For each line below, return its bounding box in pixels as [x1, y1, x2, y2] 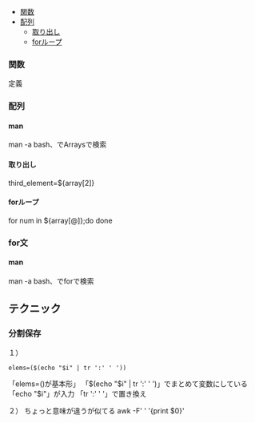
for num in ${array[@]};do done [8, 216, 114, 225]
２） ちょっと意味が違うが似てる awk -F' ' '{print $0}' [8, 405, 185, 415]
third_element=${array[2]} [8, 178, 95, 187]
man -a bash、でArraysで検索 [8, 139, 107, 150]
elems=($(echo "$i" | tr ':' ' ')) [8, 364, 127, 372]
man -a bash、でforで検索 [8, 276, 94, 286]
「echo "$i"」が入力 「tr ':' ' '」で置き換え [8, 389, 147, 398]
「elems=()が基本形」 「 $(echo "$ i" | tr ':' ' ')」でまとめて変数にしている [8, 379, 248, 389]
